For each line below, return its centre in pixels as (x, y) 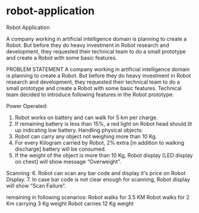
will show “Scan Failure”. (36, 186)
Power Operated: (27, 106)
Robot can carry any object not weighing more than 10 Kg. (86, 136)
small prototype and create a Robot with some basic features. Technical (94, 88)
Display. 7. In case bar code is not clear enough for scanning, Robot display (98, 179)
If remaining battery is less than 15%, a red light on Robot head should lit (103, 123)
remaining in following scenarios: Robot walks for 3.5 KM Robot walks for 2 (98, 197)
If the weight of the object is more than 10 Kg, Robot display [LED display (104, 155)
